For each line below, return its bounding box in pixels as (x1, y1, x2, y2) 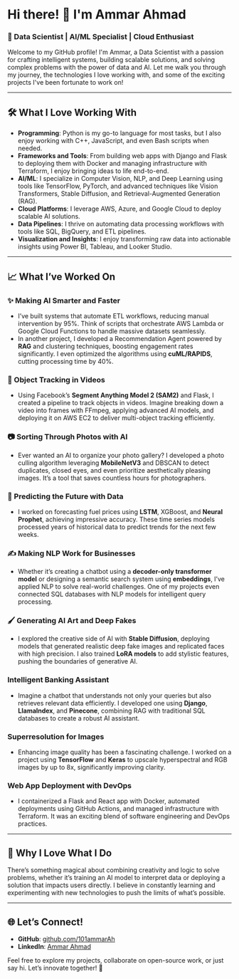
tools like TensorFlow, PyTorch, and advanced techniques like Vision (17, 182, 218, 191)
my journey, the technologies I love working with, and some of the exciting (7, 70, 225, 79)
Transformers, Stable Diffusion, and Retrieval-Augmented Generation (17, 189, 221, 198)
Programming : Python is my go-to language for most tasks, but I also (17, 129, 222, 137)
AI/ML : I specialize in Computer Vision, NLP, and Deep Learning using (17, 174, 223, 183)
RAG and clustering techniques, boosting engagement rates (17, 342, 193, 350)
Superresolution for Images (7, 731, 105, 741)
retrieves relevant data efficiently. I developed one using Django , (17, 698, 208, 707)
